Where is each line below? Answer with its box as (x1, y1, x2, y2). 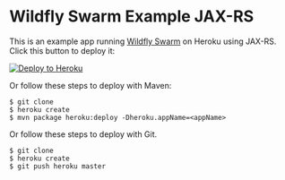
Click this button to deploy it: (9, 45, 116, 56)
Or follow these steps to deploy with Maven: (9, 80, 172, 90)
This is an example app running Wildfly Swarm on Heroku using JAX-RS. (9, 36, 277, 47)
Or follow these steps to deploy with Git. (9, 128, 158, 140)
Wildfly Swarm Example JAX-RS (9, 6, 255, 27)
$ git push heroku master (9, 161, 106, 171)
